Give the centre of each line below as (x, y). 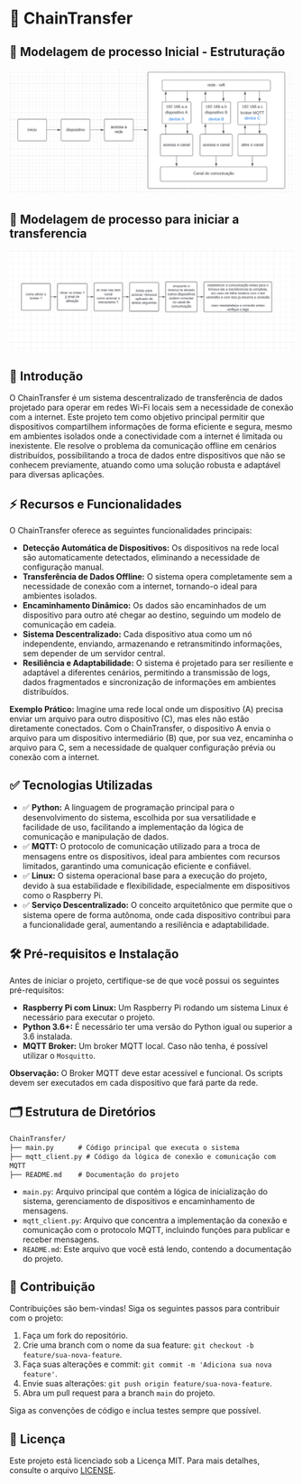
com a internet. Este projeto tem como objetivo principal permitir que (137, 417)
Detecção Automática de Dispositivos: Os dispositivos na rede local (151, 548)
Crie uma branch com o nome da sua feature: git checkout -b (138, 1345)
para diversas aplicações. (57, 475)
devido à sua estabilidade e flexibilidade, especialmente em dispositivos (156, 886)
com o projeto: (37, 1318)
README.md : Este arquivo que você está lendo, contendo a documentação (157, 1248)
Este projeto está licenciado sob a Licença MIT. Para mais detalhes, (134, 1461)
